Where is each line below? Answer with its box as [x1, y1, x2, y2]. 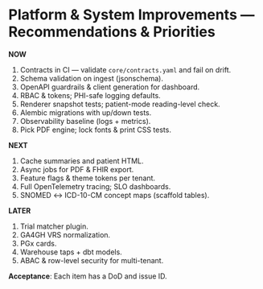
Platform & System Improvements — [8, 6, 255, 24]
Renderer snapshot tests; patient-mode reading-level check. [19, 99, 220, 109]
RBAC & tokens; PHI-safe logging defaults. [19, 90, 161, 100]
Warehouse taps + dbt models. [19, 247, 122, 257]
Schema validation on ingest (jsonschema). [19, 73, 163, 83]
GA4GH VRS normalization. [19, 229, 111, 239]
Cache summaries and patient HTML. [19, 155, 144, 166]
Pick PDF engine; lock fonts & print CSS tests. [19, 125, 171, 134]
